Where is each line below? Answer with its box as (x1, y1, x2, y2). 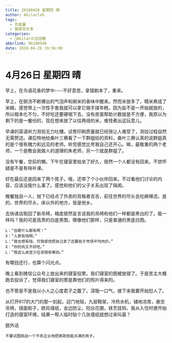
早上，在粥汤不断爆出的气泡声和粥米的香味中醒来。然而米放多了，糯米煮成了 (5, 98, 167, 104)
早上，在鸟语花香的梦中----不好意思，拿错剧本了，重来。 (5, 87, 126, 93)
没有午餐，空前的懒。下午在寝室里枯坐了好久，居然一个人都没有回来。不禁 (5, 158, 162, 165)
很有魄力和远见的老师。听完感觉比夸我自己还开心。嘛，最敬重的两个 (18, 141, 162, 147)
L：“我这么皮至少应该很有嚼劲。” (5, 250, 64, 255)
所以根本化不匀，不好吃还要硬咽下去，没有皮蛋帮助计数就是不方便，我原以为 (5, 111, 167, 117)
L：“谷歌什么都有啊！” (5, 228, 47, 233)
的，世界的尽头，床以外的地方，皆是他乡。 (5, 199, 95, 206)
